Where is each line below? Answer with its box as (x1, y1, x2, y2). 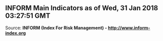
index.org (5, 30, 26, 36)
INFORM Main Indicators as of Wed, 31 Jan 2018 (5, 4, 158, 12)
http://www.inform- (108, 25, 150, 31)
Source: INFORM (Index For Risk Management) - (5, 25, 107, 31)
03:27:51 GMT (5, 12, 50, 20)
